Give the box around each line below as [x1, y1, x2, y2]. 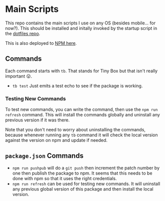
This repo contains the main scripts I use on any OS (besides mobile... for [5, 20, 156, 26]
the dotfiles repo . [5, 30, 40, 36]
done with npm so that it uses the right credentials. [12, 175, 117, 181]
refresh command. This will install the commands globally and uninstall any [5, 112, 161, 118]
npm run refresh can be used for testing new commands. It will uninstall [12, 181, 161, 187]
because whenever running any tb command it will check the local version [5, 132, 158, 138]
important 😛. [5, 73, 32, 79]
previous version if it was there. [5, 117, 70, 123]
